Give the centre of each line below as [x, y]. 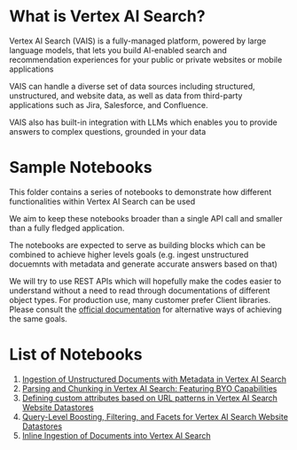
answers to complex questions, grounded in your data [108, 131]
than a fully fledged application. [67, 228]
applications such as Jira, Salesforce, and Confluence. [109, 105]
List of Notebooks [76, 355]
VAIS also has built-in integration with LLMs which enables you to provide [143, 122]
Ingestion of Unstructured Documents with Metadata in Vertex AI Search [154, 379]
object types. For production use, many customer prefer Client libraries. [140, 299]
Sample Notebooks [81, 168]
